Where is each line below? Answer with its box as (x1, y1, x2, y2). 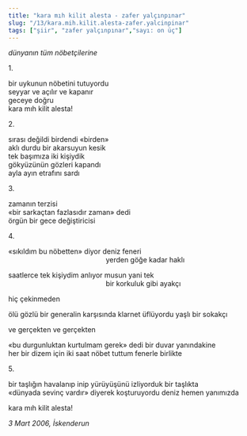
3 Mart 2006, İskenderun (8, 419, 89, 428)
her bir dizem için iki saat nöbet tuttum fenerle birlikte (8, 349, 182, 358)
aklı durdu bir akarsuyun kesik (8, 143, 106, 153)
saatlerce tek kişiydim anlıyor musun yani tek (8, 270, 154, 280)
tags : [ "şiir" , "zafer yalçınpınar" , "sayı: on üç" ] (8, 26, 182, 34)
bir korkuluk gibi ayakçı (105, 279, 181, 289)
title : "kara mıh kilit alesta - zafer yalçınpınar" (8, 11, 186, 20)
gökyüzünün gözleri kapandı (8, 160, 101, 170)
